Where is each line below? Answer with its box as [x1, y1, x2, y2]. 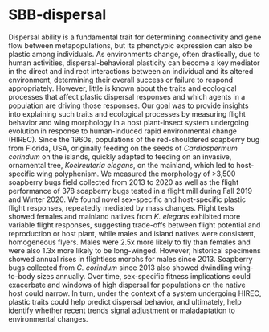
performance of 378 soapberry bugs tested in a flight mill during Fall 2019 [8, 186, 253, 195]
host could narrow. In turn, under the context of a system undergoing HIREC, [8, 288, 262, 298]
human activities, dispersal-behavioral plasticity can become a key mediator [8, 58, 260, 68]
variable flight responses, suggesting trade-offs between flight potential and [8, 219, 261, 230]
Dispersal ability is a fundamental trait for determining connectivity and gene [8, 32, 262, 42]
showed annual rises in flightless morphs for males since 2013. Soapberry [8, 254, 253, 264]
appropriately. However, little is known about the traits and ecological [8, 83, 237, 93]
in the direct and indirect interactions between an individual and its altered [8, 66, 254, 76]
